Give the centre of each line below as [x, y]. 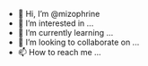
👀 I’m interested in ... [56, 23]
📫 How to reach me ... [59, 52]
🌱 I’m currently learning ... [65, 33]
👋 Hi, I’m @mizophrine [59, 14]
